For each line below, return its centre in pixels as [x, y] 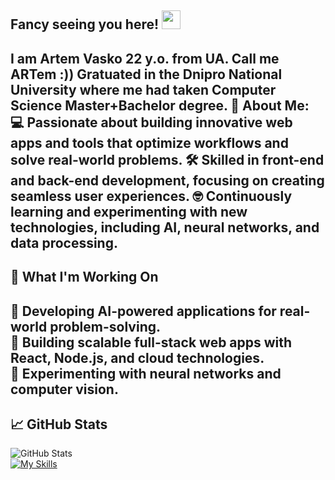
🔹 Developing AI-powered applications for [143, 311]
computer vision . [64, 389]
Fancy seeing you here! [85, 24]
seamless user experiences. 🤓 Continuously [151, 196]
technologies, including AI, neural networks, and [165, 227]
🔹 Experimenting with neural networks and [146, 373]
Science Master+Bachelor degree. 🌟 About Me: [160, 105]
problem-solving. [105, 326]
